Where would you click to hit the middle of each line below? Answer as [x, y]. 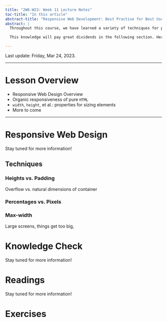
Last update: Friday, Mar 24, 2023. [41, 56]
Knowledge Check [44, 246]
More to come [27, 110]
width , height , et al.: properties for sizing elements [64, 104]
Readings [25, 280]
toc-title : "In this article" [37, 14]
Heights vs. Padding [30, 178]
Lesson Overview [42, 80]
